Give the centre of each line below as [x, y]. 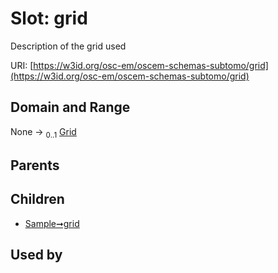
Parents [35, 165]
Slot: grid [49, 18]
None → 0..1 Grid [43, 132]
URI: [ [22, 65]
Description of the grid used [68, 46]
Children [37, 199]
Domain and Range [70, 107]
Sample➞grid [52, 223]
